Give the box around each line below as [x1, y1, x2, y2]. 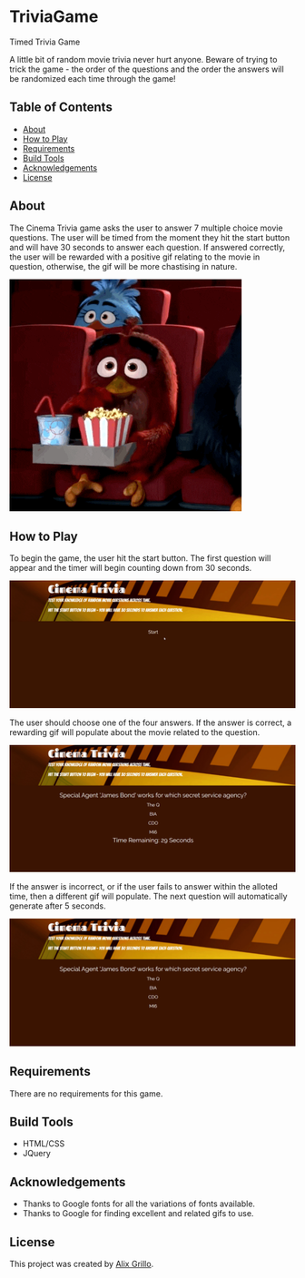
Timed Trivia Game [9, 36, 81, 47]
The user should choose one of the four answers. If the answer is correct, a [9, 717, 292, 728]
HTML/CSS [22, 1138, 65, 1149]
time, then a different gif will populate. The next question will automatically [9, 891, 288, 902]
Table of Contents [9, 100, 113, 115]
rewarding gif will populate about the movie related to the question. [9, 726, 261, 737]
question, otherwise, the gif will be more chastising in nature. [9, 261, 238, 271]
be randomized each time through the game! [9, 73, 176, 84]
